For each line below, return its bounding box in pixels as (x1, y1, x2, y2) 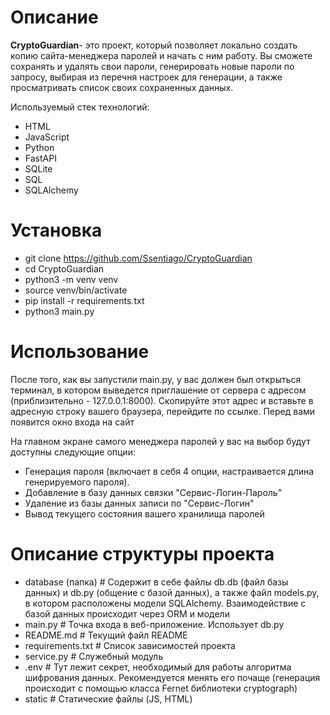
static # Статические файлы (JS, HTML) (24, 692, 193, 705)
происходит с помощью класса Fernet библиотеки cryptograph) (24, 682, 298, 694)
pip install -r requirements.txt (24, 294, 145, 306)
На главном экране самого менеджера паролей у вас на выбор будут (10, 435, 311, 447)
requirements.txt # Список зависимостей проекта (24, 639, 236, 651)
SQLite (24, 162, 53, 175)
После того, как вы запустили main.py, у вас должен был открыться (10, 373, 302, 385)
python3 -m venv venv (24, 273, 119, 285)
